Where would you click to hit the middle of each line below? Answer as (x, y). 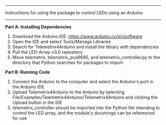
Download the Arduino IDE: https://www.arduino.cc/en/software (77, 36)
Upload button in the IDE (37, 102)
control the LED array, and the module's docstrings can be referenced (83, 113)
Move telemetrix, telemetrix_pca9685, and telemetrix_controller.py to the (86, 57)
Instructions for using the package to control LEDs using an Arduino (74, 13)
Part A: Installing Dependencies (38, 27)
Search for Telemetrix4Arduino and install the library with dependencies (85, 47)
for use (20, 118)
